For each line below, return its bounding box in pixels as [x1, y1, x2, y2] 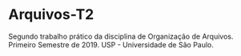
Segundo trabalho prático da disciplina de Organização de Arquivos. [8, 32, 234, 41]
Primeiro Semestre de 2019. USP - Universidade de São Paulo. [8, 39, 215, 49]
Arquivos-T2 [8, 6, 94, 24]
